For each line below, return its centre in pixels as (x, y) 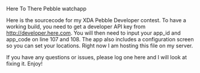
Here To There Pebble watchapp (47, 9)
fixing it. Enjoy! (25, 63)
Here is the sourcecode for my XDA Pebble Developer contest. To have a (96, 20)
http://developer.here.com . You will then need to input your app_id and (94, 33)
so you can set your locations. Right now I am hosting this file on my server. (100, 45)
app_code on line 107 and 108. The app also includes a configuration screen (100, 39)
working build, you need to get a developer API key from (76, 27)
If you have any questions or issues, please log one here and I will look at (97, 57)
